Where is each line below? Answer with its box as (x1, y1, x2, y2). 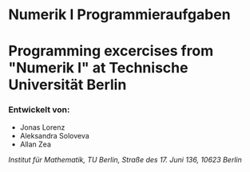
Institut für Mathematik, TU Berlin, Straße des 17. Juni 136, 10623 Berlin (8, 154, 242, 164)
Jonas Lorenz (19, 122, 65, 132)
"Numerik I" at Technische (8, 59, 188, 77)
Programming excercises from (8, 42, 214, 61)
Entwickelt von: (8, 104, 70, 115)
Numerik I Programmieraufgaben (8, 6, 231, 24)
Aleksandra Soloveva (19, 131, 89, 140)
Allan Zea (19, 139, 52, 149)
